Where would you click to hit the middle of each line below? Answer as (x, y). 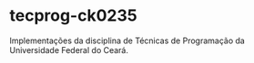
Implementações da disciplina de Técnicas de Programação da (127, 40)
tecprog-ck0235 (74, 16)
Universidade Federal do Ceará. (69, 49)
